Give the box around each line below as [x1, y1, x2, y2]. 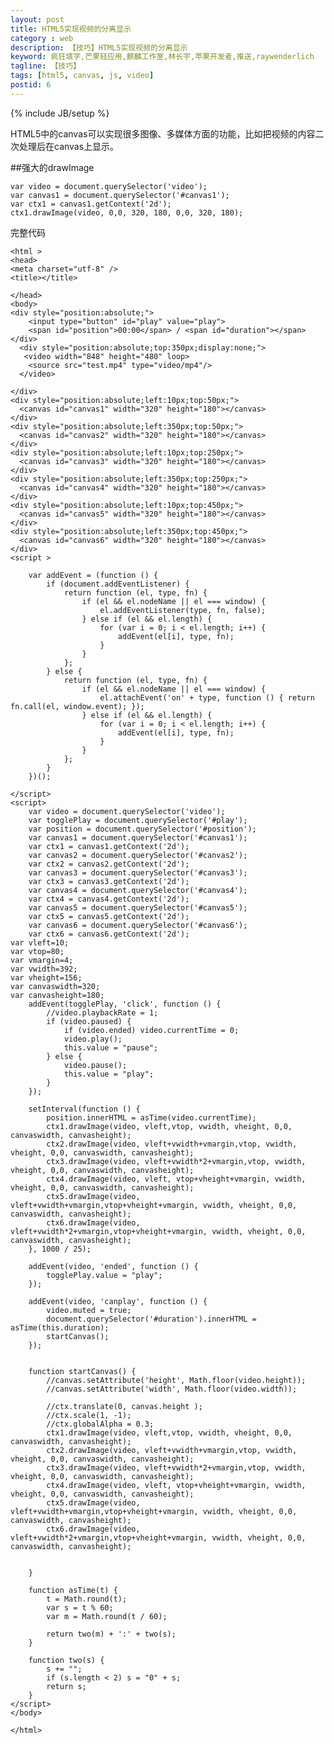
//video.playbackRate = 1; [46, 1007, 159, 1018]
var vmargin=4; [10, 955, 74, 965]
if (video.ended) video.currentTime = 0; [63, 1025, 240, 1035]
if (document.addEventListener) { [46, 579, 190, 589]
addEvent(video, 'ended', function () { [28, 1261, 199, 1271]
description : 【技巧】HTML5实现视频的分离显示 [10, 42, 188, 53]
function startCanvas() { [28, 1366, 137, 1376]
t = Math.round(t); [46, 1594, 128, 1604]
